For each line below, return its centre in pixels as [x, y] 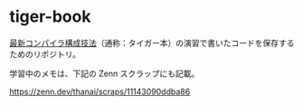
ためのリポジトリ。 [45, 54]
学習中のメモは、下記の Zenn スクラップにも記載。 [104, 73]
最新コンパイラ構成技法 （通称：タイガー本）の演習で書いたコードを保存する [152, 43]
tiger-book [50, 17]
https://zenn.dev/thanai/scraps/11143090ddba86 [100, 92]
